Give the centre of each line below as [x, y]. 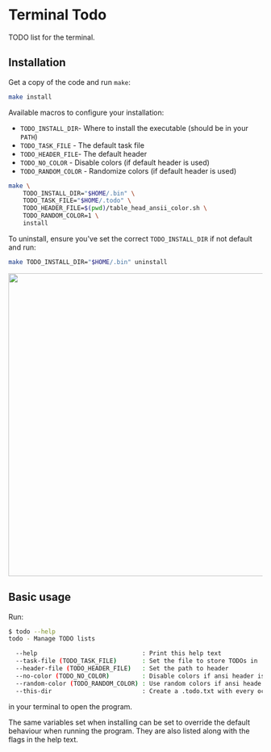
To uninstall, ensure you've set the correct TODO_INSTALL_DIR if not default [130, 238]
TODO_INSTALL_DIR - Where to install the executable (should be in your [134, 128]
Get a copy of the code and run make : [70, 82]
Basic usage [40, 597]
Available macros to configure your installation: [86, 112]
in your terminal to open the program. [71, 706]
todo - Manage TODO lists [52, 639]
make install [30, 97]
